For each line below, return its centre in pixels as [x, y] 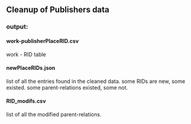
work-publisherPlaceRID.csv [43, 41]
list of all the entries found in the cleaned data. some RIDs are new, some [96, 81]
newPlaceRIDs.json [31, 68]
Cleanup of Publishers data [58, 10]
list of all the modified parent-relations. [54, 114]
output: [17, 27]
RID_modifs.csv [26, 101]
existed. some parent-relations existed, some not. [67, 87]
